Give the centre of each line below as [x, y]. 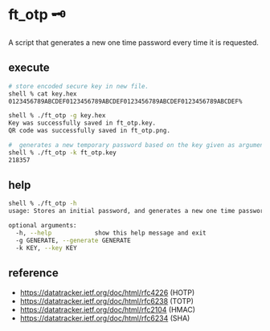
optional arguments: [43, 226]
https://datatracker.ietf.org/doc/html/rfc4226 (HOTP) [107, 292]
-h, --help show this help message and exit [111, 233]
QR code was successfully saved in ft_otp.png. [90, 131]
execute [29, 68]
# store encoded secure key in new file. [79, 86]
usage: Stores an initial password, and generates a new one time [122, 211]
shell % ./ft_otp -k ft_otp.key [62, 153]
